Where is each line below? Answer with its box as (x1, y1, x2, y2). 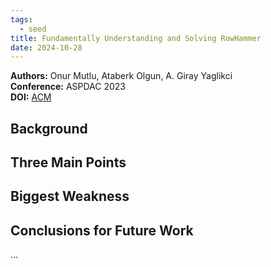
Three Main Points (10, 154, 127, 171)
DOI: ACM (10, 91, 52, 103)
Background (10, 120, 88, 137)
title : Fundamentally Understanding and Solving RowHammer (10, 33, 262, 43)
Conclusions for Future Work (10, 222, 194, 239)
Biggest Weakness (10, 188, 130, 205)
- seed (19, 24, 47, 34)
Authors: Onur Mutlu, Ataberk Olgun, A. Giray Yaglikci (10, 70, 233, 82)
